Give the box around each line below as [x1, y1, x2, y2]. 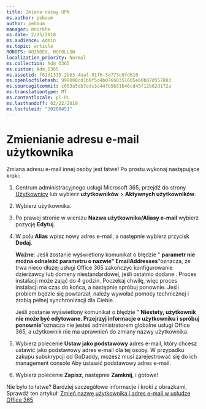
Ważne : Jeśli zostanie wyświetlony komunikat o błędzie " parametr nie [15, 251, 196, 258]
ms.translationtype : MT [6, 89, 67, 95]
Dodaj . [15, 239, 32, 247]
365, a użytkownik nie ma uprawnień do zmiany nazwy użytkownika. [15, 328, 189, 335]
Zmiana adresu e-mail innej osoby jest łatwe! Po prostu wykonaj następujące [6, 166, 200, 173]
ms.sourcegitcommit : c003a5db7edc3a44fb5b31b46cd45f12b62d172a [6, 83, 172, 90]
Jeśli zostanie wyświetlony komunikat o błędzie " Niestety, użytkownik [15, 308, 196, 316]
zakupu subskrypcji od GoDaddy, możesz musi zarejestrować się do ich [15, 353, 197, 361]
